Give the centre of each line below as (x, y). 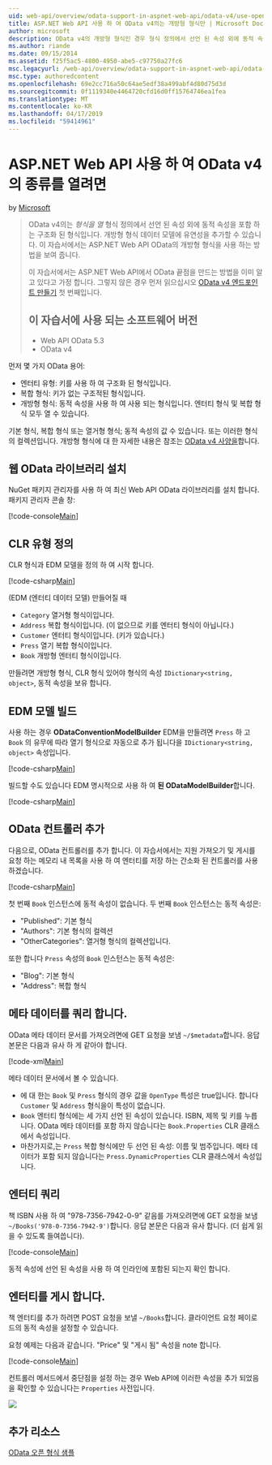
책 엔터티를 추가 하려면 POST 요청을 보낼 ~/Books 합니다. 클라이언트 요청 (122, 1318)
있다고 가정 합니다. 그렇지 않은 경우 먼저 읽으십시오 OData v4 (134, 282)
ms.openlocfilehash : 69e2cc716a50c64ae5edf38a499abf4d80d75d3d (117, 84)
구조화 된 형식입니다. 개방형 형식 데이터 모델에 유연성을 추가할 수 (138, 234)
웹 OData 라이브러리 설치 (68, 469)
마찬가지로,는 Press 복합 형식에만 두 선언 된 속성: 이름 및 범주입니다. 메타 (134, 1146)
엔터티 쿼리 (34, 1194)
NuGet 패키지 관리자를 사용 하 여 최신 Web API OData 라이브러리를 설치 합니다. (134, 490)
